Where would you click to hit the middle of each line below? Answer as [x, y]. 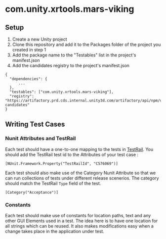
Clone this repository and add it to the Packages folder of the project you [86, 45]
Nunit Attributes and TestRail [41, 139]
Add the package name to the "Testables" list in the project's [74, 55]
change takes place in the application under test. [55, 231]
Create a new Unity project [40, 39]
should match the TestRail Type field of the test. [53, 183]
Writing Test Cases [35, 124]
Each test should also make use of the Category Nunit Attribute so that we [81, 173]
